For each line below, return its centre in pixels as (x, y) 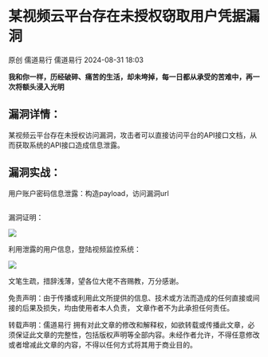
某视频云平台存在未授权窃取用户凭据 (127, 16)
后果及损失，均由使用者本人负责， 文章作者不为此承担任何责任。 (128, 308)
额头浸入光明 (43, 86)
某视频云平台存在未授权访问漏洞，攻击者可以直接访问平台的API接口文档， (129, 135)
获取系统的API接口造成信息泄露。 (70, 145)
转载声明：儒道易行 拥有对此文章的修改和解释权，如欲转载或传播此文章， (128, 324)
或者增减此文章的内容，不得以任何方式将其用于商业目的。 (102, 344)
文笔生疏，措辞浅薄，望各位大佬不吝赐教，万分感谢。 (96, 280)
